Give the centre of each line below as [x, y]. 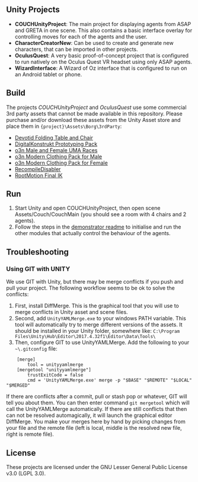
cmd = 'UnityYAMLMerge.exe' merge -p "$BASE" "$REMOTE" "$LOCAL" [110, 380]
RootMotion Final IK [39, 175]
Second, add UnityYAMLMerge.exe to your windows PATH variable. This [100, 319]
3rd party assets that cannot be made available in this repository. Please [94, 113]
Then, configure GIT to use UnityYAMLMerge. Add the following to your [102, 342]
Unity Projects [33, 10]
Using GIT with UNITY [38, 269]
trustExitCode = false [55, 375]
